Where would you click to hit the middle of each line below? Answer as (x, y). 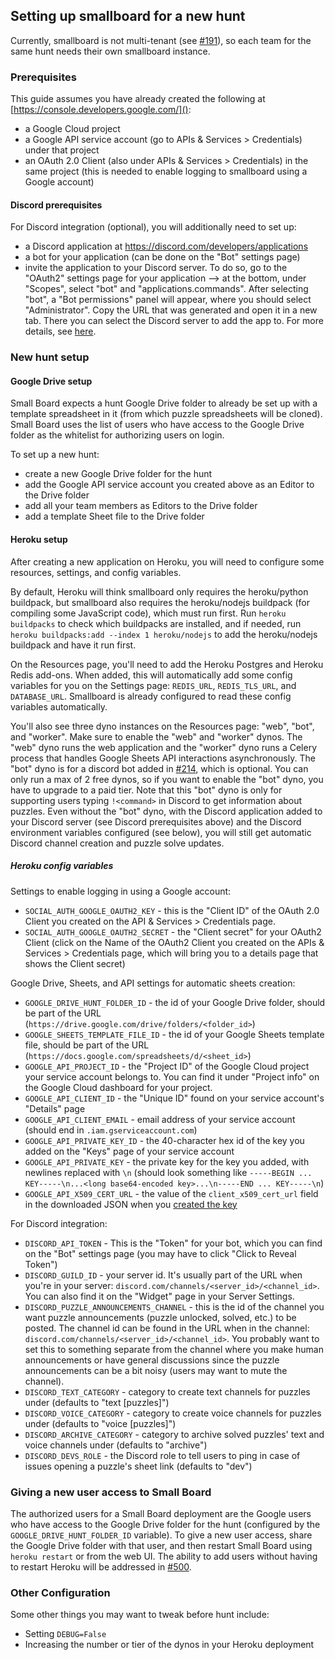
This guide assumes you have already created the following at (138, 99)
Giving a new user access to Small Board (111, 1492)
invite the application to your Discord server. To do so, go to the (156, 268)
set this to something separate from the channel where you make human (174, 1349)
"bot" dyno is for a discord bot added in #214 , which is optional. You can (159, 768)
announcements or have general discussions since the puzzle (152, 1360)
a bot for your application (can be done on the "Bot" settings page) (162, 257)
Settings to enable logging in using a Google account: (121, 891)
